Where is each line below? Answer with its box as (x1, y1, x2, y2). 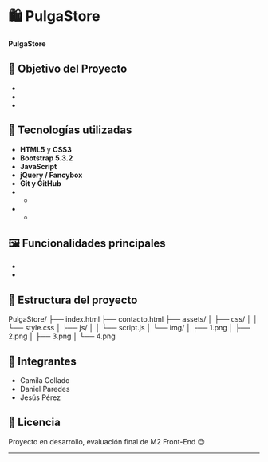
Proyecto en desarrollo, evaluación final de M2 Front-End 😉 (8, 436, 206, 446)
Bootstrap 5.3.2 (19, 153, 73, 163)
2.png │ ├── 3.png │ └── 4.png (8, 331, 116, 341)
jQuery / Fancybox (19, 170, 83, 180)
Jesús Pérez (19, 393, 61, 402)
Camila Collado (19, 376, 70, 385)
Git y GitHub (19, 178, 61, 188)
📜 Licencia (8, 416, 61, 429)
